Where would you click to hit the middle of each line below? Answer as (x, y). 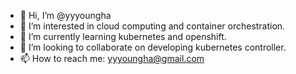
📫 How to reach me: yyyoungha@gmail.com (112, 58)
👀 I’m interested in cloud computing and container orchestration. (152, 26)
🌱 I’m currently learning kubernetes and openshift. (123, 36)
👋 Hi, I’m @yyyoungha (65, 15)
